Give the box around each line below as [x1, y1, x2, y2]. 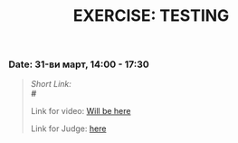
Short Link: [30, 79, 71, 90]
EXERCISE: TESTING [72, 5, 230, 26]
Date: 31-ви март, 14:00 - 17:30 [8, 58, 150, 71]
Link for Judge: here [30, 123, 107, 134]
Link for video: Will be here [30, 106, 131, 117]
